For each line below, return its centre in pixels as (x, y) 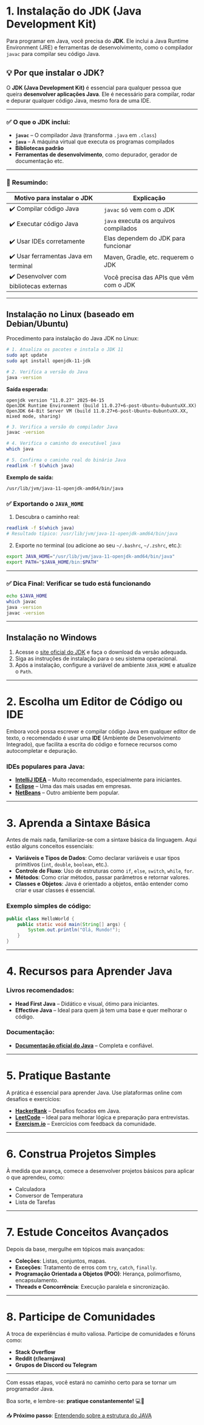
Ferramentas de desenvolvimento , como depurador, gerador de (96, 155)
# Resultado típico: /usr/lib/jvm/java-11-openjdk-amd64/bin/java (92, 534)
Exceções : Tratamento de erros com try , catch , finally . (86, 1267)
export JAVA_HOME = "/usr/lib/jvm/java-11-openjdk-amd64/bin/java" (90, 556)
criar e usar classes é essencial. (55, 890)
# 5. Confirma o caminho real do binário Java (66, 460)
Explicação (149, 198)
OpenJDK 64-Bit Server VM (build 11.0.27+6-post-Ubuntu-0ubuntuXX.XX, (97, 411)
